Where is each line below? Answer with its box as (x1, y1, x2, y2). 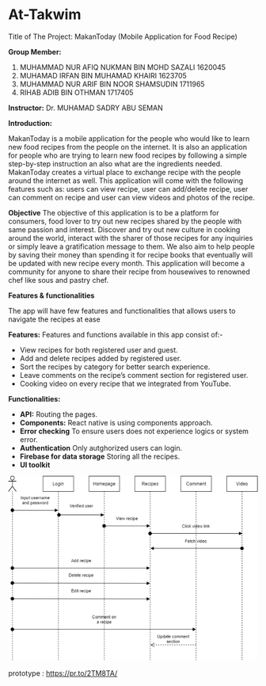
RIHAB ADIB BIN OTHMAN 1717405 (19, 87, 134, 97)
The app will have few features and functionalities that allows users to (8, 306, 236, 315)
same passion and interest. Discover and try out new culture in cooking (8, 224, 241, 234)
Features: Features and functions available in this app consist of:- (8, 330, 223, 339)
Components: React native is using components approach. (19, 417, 213, 427)
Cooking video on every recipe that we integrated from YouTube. (19, 379, 231, 388)
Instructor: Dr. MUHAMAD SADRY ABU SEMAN (8, 103, 164, 112)
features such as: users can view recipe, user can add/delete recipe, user (8, 184, 249, 193)
